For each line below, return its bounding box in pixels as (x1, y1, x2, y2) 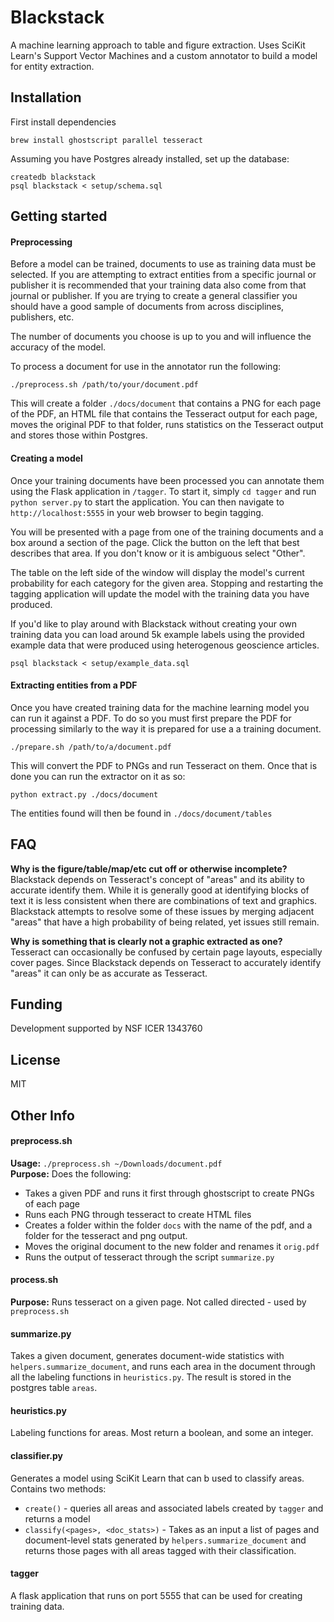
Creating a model (10, 452, 83, 464)
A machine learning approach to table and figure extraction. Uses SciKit (10, 39, 306, 51)
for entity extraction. (10, 60, 95, 72)
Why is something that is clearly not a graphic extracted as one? (10, 935, 283, 947)
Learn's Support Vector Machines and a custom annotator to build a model (10, 49, 318, 61)
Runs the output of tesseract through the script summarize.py (24, 1251, 275, 1263)
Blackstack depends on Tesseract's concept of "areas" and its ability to (10, 873, 305, 885)
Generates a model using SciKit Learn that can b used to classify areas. (10, 1472, 305, 1484)
